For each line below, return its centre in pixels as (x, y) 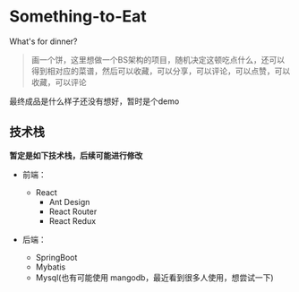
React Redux (73, 220)
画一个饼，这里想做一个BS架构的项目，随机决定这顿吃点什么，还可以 (158, 59)
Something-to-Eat (78, 17)
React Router (73, 211)
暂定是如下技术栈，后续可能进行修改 (76, 155)
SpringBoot (56, 257)
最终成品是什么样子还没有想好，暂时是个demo (94, 101)
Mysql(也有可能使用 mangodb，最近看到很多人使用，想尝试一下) (155, 277)
